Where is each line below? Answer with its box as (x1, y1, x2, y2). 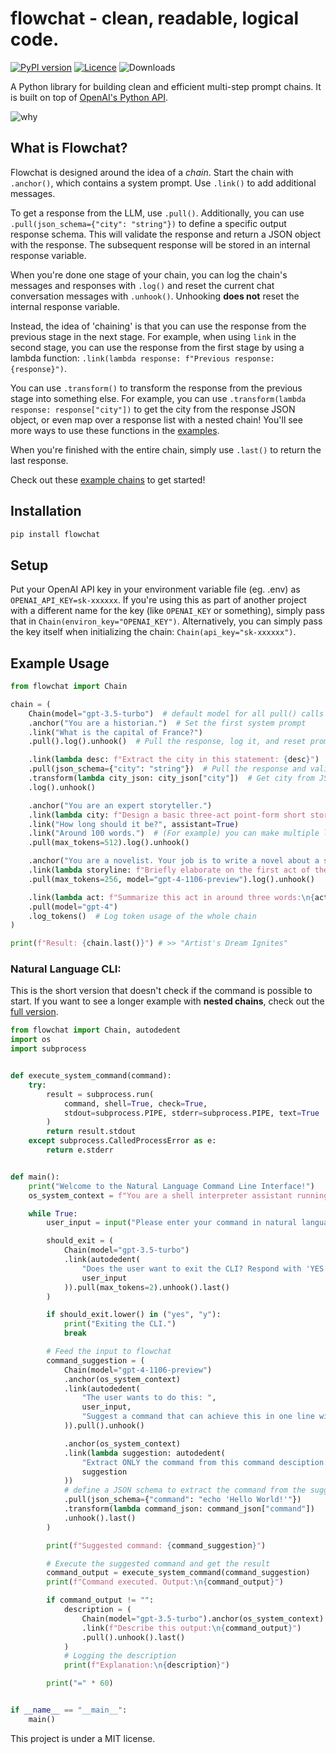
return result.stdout (46, 1127, 137, 1137)
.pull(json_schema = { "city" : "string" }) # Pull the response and (28, 764, 307, 774)
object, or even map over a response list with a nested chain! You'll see (10, 413, 303, 426)
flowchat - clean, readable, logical (10, 7, 300, 30)
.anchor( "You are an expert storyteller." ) (28, 800, 213, 811)
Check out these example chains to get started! (10, 473, 206, 486)
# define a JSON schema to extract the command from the (63, 1485, 307, 1496)
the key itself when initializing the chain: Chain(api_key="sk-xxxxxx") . (10, 626, 297, 638)
